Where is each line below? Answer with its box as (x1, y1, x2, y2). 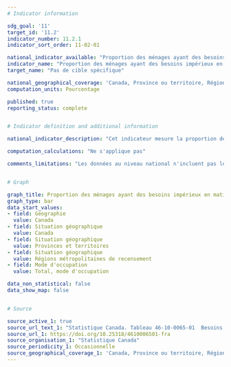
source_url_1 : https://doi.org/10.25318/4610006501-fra (7, 331, 170, 337)
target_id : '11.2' (7, 29, 60, 36)
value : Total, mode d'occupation (13, 268, 109, 275)
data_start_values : (7, 204, 63, 211)
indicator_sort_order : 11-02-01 (7, 42, 100, 49)
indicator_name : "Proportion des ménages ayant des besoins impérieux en (7, 61, 223, 67)
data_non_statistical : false (7, 280, 91, 288)
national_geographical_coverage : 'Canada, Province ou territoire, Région (7, 79, 226, 86)
